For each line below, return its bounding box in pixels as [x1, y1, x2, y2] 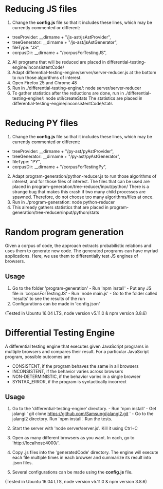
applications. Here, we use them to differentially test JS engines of [5, 253, 139, 259]
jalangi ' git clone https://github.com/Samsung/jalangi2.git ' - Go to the [12, 411, 154, 417]
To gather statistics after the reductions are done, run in [12, 90, 124, 96]
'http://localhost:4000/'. [12, 440, 60, 446]
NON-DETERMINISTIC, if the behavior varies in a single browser [12, 374, 141, 379]
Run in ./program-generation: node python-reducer [12, 199, 115, 205]
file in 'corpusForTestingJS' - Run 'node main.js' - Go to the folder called [12, 290, 158, 296]
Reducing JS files [5, 3, 77, 15]
